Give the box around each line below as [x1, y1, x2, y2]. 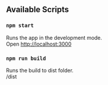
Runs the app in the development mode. [6, 34, 102, 41]
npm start [6, 22, 34, 29]
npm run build [6, 55, 46, 62]
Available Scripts [6, 5, 69, 15]
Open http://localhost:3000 [6, 40, 72, 47]
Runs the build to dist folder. [6, 67, 74, 74]
